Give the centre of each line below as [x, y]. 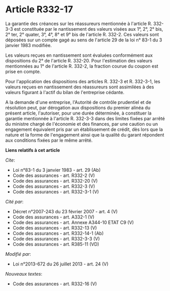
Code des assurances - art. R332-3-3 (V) [56, 238]
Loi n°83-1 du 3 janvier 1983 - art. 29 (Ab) [57, 170]
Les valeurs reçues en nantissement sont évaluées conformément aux [79, 55]
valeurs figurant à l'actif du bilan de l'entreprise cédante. [65, 92]
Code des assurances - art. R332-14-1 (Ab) [58, 233]
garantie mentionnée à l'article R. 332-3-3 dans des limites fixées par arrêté [85, 118]
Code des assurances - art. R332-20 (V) [55, 181]
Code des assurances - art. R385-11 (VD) [56, 244]
